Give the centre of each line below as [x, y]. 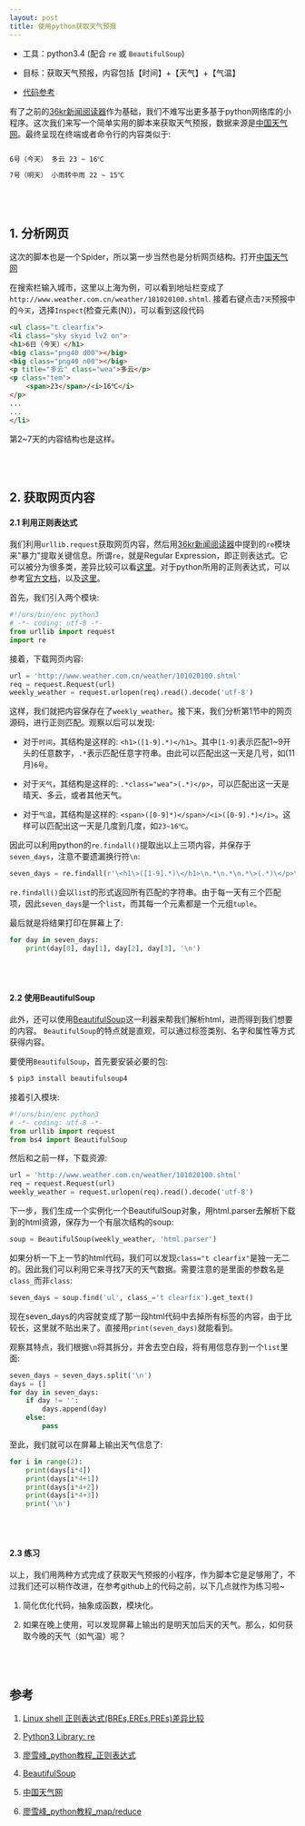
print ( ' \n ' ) [48, 1504]
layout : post [34, 18]
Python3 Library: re [59, 1737]
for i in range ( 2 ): [46, 1462]
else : [36, 1418]
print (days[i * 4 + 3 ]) [63, 1495]
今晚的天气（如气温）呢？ [79, 1636]
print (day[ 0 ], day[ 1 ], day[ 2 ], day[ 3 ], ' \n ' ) [113, 949]
